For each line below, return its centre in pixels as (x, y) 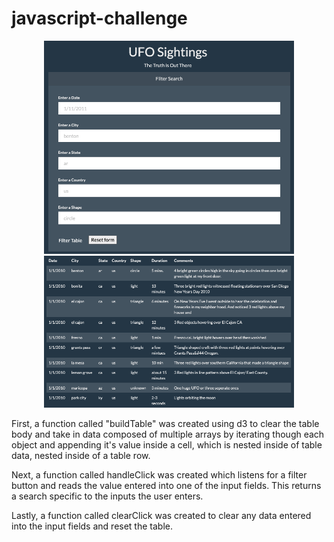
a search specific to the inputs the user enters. (107, 496)
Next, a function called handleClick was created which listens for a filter (159, 474)
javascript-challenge (99, 18)
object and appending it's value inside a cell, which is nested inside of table (167, 444)
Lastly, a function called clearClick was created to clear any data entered (161, 515)
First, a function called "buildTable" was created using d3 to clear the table (165, 423)
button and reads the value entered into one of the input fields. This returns (166, 485)
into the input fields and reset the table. (92, 526)
